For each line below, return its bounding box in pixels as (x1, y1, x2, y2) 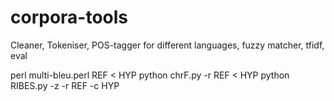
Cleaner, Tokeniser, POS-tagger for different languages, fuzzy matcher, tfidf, (10, 39, 325, 51)
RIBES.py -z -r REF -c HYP (10, 79, 120, 91)
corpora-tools (10, 6, 129, 29)
